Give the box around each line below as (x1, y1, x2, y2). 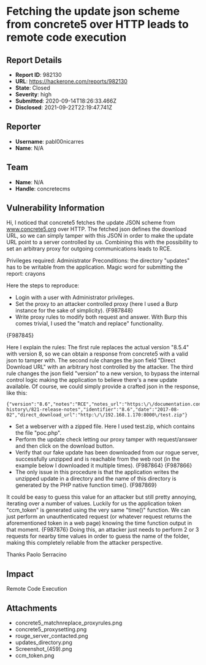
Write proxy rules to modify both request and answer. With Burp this (15, 313, 188, 321)
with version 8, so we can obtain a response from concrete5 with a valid (6, 350, 188, 357)
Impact (6, 569, 34, 579)
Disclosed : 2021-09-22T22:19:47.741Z (15, 104, 112, 111)
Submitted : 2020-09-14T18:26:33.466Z (15, 97, 116, 104)
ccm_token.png (15, 652, 55, 659)
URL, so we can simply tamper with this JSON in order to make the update (6, 232, 194, 239)
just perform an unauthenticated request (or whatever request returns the (6, 513, 192, 520)
